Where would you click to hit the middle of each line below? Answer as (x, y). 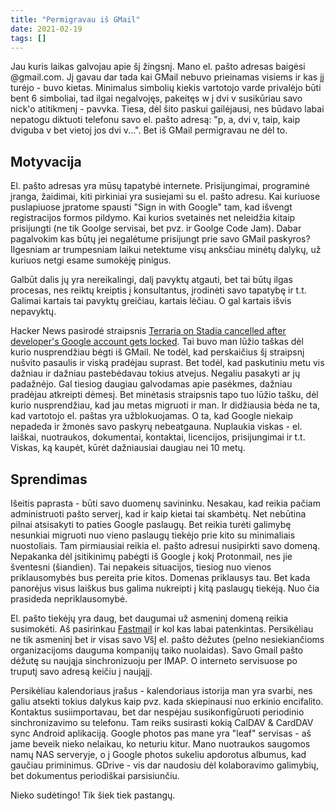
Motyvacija (46, 161)
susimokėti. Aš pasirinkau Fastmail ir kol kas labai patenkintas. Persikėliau (162, 629)
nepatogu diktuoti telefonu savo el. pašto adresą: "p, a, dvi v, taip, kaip (155, 120)
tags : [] (28, 38)
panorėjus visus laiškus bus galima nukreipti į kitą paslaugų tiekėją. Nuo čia (165, 588)
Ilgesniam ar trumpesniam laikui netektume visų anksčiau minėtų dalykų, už (166, 250)
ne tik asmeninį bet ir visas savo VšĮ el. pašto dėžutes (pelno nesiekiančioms (167, 639)
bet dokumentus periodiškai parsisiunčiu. (95, 775)
